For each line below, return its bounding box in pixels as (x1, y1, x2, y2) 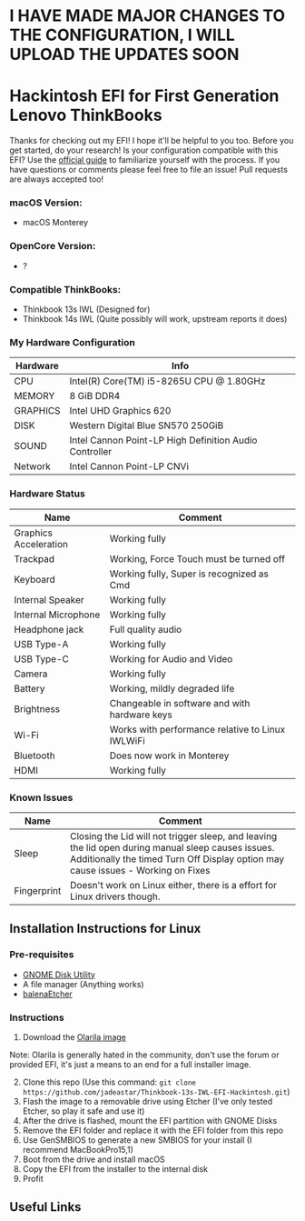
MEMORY (14, 390, 55, 403)
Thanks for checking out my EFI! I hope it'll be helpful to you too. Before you (9, 135, 294, 146)
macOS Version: (9, 196, 84, 209)
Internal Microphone (14, 608, 101, 621)
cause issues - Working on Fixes (69, 864, 211, 876)
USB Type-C (14, 652, 70, 665)
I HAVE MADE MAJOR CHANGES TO (9, 5, 286, 26)
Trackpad (14, 552, 55, 565)
